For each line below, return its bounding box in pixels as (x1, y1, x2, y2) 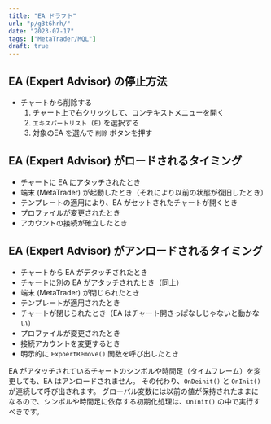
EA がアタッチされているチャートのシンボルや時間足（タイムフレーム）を (8, 365, 254, 375)
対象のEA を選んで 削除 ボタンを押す (32, 128, 153, 138)
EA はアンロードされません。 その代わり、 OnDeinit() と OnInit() (43, 376, 261, 386)
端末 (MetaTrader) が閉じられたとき (20, 287, 140, 297)
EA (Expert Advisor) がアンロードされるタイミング (8, 244, 263, 258)
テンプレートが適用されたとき (20, 298, 120, 308)
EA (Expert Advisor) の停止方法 (8, 74, 168, 88)
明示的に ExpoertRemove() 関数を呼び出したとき (20, 348, 180, 358)
